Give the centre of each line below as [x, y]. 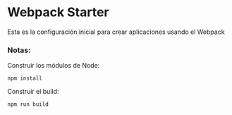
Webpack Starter [58, 12]
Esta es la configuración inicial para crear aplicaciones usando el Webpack [116, 32]
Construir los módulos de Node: [54, 66]
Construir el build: [33, 92]
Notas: [19, 50]
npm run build [28, 104]
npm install [25, 78]
